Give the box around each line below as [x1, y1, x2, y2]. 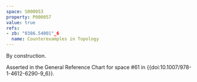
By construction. [6, 53, 46, 59]
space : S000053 [6, 8, 44, 15]
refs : [6, 25, 20, 31]
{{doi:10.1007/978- [147, 64, 192, 71]
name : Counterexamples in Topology [11, 36, 99, 42]
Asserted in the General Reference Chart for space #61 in [6, 64, 146, 71]
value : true [6, 19, 35, 25]
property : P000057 [6, 14, 51, 20]
